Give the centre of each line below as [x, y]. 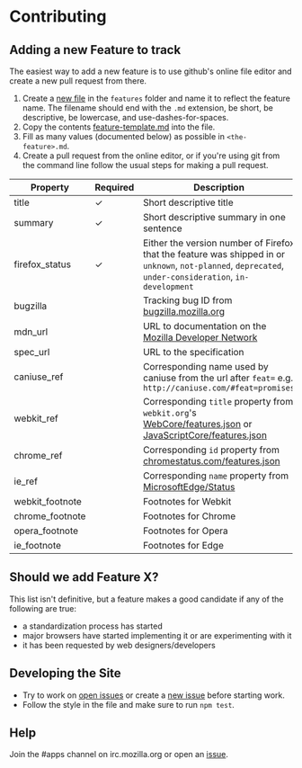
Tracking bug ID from [187, 300]
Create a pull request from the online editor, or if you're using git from [151, 156]
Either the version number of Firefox [218, 243]
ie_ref [26, 481]
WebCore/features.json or [197, 424]
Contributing [58, 17]
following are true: [43, 608]
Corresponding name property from [216, 476]
